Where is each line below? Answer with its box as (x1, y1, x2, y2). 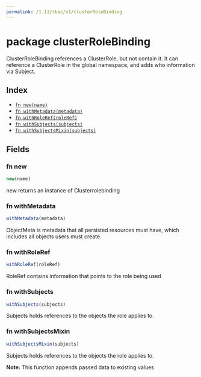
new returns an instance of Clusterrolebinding (6, 186, 120, 194)
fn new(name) (14, 102, 48, 109)
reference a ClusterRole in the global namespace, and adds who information (6, 61, 196, 68)
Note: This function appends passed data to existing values (6, 363, 155, 371)
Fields (6, 144, 30, 154)
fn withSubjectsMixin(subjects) (14, 128, 96, 134)
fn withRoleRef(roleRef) (14, 115, 78, 121)
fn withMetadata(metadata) (14, 109, 83, 115)
